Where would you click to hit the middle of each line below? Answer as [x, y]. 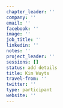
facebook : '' [22, 28]
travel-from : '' [26, 79]
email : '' [19, 23]
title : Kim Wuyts [28, 73]
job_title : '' [24, 40]
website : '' [21, 95]
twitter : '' [21, 85]
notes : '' [19, 51]
